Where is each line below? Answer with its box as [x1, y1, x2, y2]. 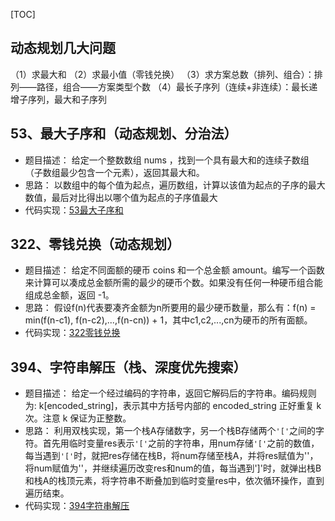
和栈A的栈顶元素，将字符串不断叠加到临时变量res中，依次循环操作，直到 [24, 475, 325, 487]
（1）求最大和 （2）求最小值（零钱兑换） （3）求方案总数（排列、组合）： [10, 68, 315, 80]
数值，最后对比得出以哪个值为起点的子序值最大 [24, 191, 218, 203]
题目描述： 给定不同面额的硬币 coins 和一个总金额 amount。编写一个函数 [24, 264, 325, 276]
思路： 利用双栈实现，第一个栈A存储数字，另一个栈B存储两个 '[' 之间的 [24, 425, 317, 437]
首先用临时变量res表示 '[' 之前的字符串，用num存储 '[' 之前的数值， [42, 437, 320, 449]
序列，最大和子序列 [27, 93, 107, 105]
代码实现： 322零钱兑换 [24, 327, 121, 339]
